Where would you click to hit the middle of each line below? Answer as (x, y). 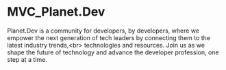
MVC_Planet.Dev (56, 12)
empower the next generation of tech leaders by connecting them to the (109, 37)
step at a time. (27, 59)
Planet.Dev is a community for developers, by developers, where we (103, 31)
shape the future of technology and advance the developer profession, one (113, 52)
